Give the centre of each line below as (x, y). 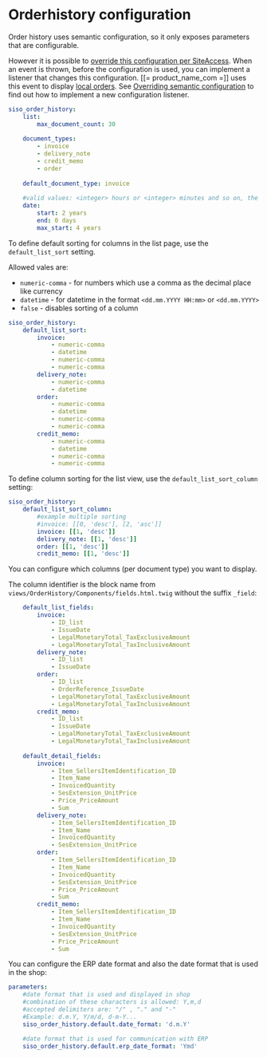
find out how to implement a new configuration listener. (99, 94)
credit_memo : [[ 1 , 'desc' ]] (83, 554)
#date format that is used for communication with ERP (116, 1039)
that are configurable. (44, 45)
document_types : (50, 139)
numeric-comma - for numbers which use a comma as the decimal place (135, 282)
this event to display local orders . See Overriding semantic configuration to (131, 86)
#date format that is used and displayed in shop (107, 995)
